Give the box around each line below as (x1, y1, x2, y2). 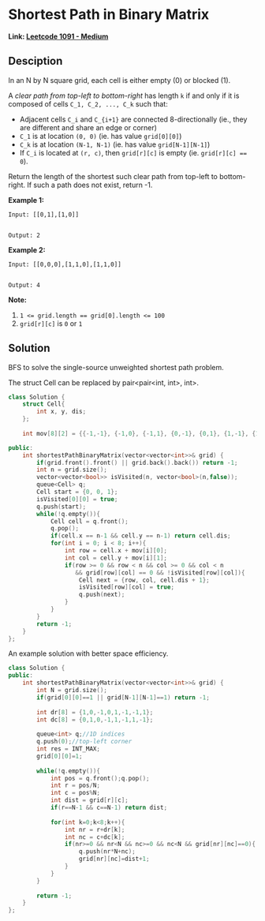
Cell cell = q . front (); (50, 517, 129, 526)
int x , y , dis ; (36, 408, 87, 416)
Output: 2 (8, 231, 41, 239)
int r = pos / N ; (50, 781, 101, 790)
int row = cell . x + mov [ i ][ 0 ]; (64, 547, 168, 555)
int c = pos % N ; (50, 789, 101, 797)
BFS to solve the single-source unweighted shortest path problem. (8, 362, 224, 372)
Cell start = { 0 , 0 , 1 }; (36, 488, 118, 496)
